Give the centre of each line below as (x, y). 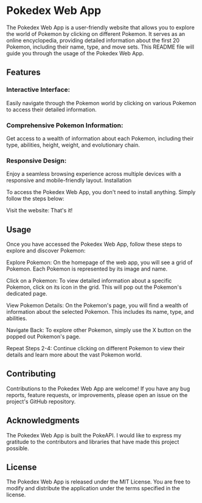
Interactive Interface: (38, 90)
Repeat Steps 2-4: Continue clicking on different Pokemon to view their (96, 349)
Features (23, 73)
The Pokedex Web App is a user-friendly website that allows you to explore (100, 27)
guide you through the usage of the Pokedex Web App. (75, 53)
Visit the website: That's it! (40, 210)
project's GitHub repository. (41, 401)
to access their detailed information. (51, 109)
